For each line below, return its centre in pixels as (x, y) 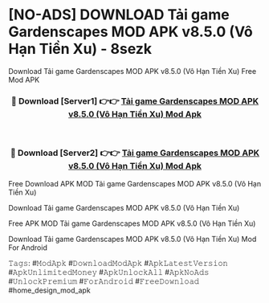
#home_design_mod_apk (49, 290)
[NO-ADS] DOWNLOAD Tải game (119, 15)
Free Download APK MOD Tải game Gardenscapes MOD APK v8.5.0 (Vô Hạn (135, 183)
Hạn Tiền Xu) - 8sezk (80, 49)
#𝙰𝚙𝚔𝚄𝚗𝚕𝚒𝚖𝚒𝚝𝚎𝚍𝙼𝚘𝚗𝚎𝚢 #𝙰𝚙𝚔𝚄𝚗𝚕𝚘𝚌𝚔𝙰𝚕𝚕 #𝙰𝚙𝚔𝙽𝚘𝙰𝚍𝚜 (109, 272)
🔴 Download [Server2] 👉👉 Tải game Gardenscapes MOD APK (135, 153)
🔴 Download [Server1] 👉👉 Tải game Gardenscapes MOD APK (135, 100)
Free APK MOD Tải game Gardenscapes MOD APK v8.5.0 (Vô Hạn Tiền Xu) (132, 223)
